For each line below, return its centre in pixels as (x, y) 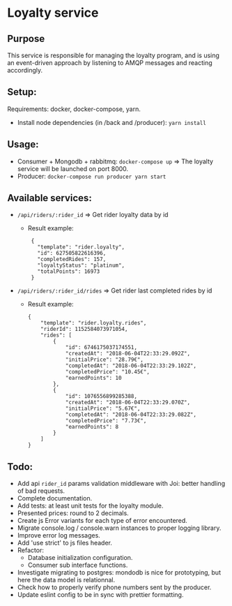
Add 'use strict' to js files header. (65, 543)
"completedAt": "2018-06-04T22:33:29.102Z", (131, 366)
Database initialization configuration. (80, 558)
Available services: (49, 198)
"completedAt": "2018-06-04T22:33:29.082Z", (131, 415)
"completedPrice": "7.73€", (106, 421)
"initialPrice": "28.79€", (105, 360)
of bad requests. (41, 491)
